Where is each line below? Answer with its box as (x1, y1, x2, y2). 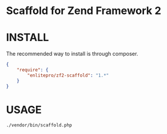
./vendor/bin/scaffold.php (6, 122, 72, 128)
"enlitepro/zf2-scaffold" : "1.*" (27, 72, 109, 78)
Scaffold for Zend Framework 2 (6, 4, 162, 18)
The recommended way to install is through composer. (6, 50, 138, 57)
